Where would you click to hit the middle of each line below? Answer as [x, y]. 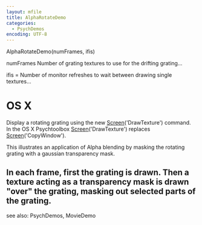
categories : [21, 23]
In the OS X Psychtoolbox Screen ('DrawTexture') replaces [78, 129]
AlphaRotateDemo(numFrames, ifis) [51, 51]
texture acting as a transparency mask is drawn [98, 182]
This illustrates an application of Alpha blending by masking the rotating [96, 147]
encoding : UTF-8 [27, 34]
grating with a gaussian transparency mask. [61, 154]
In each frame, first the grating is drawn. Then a [98, 173]
